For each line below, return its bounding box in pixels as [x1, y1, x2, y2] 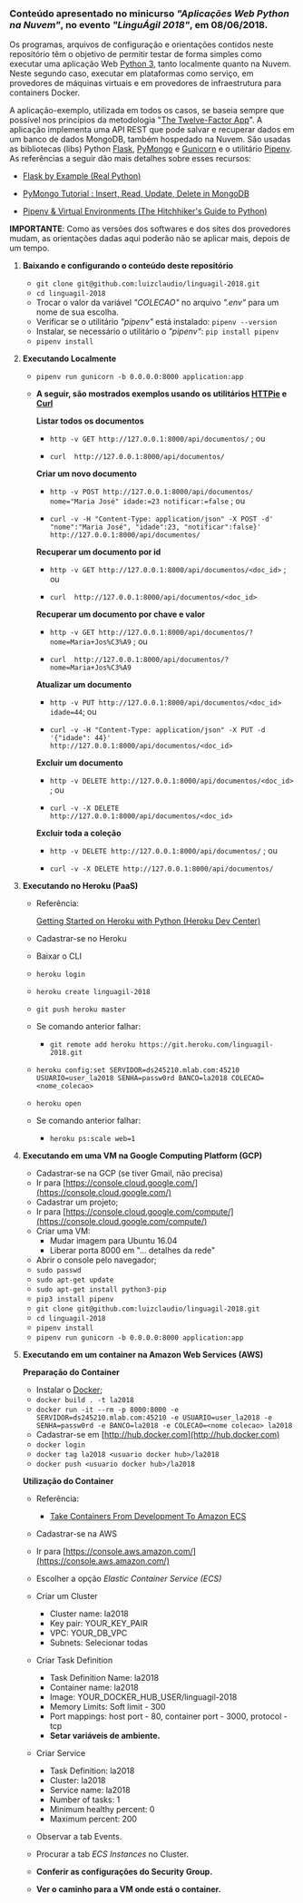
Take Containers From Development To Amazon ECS [49, 1511, 247, 1522]
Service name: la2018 [49, 1785, 131, 1796]
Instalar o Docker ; [35, 1384, 103, 1395]
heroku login [35, 970, 86, 980]
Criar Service [35, 1748, 86, 1759]
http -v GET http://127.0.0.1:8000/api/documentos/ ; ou [49, 434, 266, 444]
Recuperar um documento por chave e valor [35, 609, 206, 620]
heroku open [35, 1099, 82, 1108]
